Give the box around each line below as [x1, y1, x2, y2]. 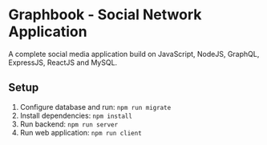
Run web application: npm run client [19, 127, 142, 137]
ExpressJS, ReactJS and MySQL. [8, 58, 118, 67]
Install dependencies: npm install [19, 111, 132, 120]
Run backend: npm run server [19, 119, 119, 129]
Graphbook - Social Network [8, 6, 202, 24]
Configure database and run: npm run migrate [19, 102, 172, 111]
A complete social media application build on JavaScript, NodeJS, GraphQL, [8, 49, 260, 58]
